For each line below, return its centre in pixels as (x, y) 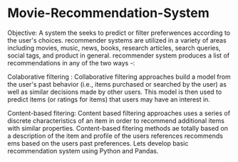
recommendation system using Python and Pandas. (83, 151)
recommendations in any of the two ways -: (71, 63)
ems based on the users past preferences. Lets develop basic (98, 143)
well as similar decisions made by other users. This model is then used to (115, 92)
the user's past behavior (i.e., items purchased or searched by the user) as (117, 84)
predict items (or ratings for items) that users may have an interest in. (109, 99)
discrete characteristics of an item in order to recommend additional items (116, 120)
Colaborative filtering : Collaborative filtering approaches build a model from (119, 77)
